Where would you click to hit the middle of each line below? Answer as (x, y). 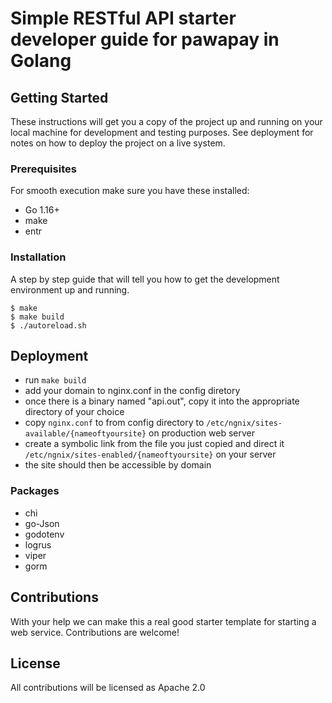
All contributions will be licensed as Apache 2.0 (108, 688)
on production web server (202, 433)
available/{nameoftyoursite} (85, 434)
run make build (55, 380)
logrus (38, 544)
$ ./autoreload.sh (48, 325)
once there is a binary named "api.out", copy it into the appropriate (162, 401)
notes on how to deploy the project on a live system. (118, 143)
